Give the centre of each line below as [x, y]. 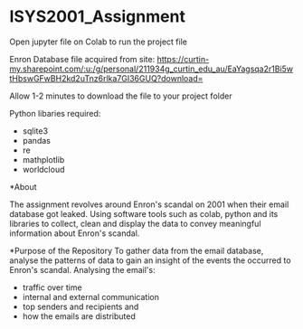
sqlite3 [35, 131]
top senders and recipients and [80, 306]
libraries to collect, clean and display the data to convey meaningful [135, 223]
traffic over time [52, 287]
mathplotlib [43, 159]
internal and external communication [91, 296]
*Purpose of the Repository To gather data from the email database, [137, 250]
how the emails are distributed [79, 316]
